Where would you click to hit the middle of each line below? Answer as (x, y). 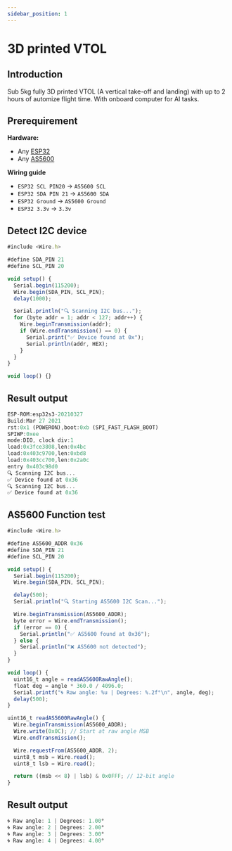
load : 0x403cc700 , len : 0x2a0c (49, 460)
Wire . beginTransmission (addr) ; (66, 324)
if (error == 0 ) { (41, 627)
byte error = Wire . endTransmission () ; (71, 621)
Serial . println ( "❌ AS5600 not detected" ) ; (83, 647)
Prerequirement (43, 121)
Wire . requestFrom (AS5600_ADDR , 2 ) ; (66, 750)
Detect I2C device (47, 230)
